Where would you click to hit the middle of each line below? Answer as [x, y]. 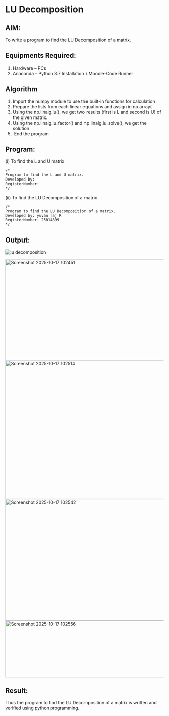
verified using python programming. [43, 708]
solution [21, 128]
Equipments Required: [41, 56]
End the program [31, 133]
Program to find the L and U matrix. [45, 175]
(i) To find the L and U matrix [35, 161]
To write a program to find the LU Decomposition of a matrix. [68, 40]
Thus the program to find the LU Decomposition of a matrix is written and [81, 703]
